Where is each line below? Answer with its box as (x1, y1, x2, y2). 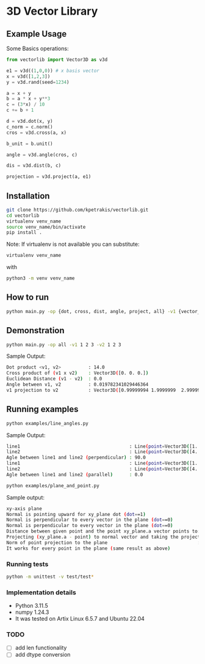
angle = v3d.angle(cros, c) (6, 152, 78, 158)
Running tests (6, 559, 49, 568)
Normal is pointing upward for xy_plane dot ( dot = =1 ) (6, 511, 146, 517)
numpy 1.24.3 (15, 608, 49, 616)
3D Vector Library (6, 4, 98, 18)
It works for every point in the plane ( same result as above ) (6, 545, 171, 551)
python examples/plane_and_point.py (6, 482, 99, 489)
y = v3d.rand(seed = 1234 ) (6, 79, 70, 85)
